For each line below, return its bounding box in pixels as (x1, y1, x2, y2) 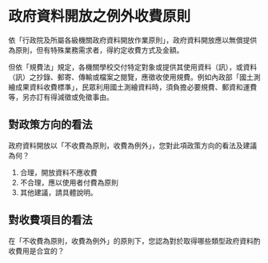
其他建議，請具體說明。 (19, 187, 98, 197)
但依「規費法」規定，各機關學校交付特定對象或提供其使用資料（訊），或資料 (8, 62, 258, 72)
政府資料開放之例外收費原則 (8, 7, 191, 26)
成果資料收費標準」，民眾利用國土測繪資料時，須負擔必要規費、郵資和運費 (14, 82, 258, 92)
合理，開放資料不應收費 (19, 167, 98, 177)
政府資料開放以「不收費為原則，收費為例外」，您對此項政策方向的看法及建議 (8, 141, 258, 150)
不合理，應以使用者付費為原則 (19, 177, 118, 187)
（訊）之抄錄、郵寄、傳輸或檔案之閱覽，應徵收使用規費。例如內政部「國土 (8, 72, 254, 82)
